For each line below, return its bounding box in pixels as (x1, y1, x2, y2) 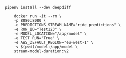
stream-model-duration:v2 (14, 49, 69, 54)
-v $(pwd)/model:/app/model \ (14, 44, 78, 49)
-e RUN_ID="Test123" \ (14, 27, 62, 32)
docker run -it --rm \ (14, 14, 62, 19)
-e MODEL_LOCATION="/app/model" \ (14, 31, 87, 36)
